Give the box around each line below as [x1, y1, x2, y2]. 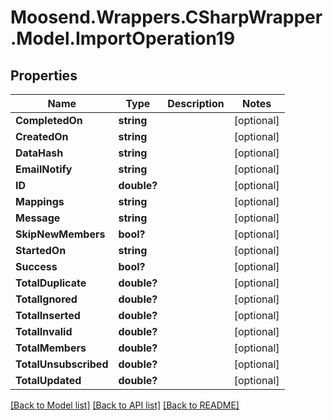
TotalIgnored [15, 292, 78, 306]
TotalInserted [15, 309, 81, 322]
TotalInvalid [15, 325, 73, 338]
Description [167, 97, 225, 110]
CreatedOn [15, 130, 69, 143]
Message [15, 211, 61, 225]
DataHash [15, 146, 64, 160]
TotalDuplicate [15, 276, 87, 290]
